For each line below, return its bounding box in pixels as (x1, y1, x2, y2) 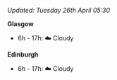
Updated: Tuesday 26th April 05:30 (7, 6, 111, 14)
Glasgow (7, 20, 34, 28)
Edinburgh (7, 50, 39, 59)
